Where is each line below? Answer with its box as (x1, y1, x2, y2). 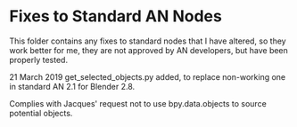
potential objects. (9, 107, 73, 118)
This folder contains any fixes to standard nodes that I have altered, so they (9, 36, 287, 46)
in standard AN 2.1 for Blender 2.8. (9, 81, 136, 91)
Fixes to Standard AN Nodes (9, 6, 223, 27)
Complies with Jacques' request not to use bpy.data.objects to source (9, 98, 268, 108)
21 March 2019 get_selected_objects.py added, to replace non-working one (9, 71, 286, 82)
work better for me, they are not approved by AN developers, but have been (9, 44, 288, 55)
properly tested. (9, 54, 69, 65)
